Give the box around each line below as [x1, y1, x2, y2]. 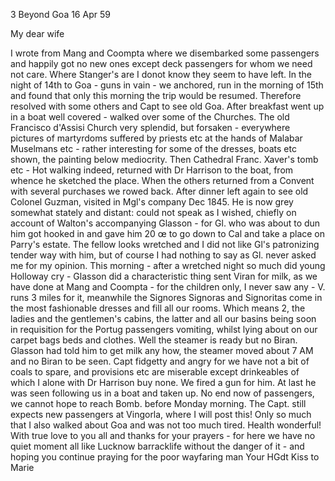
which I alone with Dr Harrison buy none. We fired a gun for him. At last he [10, 377, 317, 388]
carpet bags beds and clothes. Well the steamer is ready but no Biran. [10, 334, 298, 346]
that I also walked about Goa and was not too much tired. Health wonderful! [10, 419, 322, 431]
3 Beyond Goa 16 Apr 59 [10, 9, 111, 20]
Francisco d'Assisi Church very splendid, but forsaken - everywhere [10, 122, 291, 133]
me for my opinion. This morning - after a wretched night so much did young [10, 260, 326, 271]
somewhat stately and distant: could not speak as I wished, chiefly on [10, 207, 297, 218]
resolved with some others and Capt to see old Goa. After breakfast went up [10, 100, 325, 112]
